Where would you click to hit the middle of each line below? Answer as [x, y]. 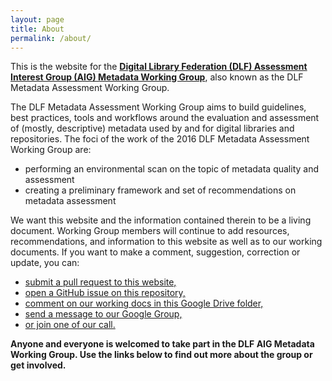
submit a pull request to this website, [100, 282]
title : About [37, 29]
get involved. [38, 365]
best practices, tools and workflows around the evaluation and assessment [165, 118]
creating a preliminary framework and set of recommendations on [160, 190]
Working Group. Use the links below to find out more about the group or [161, 355]
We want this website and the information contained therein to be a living [161, 220]
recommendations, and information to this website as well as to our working [166, 242]
